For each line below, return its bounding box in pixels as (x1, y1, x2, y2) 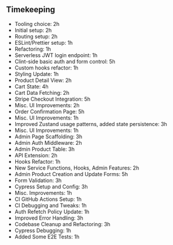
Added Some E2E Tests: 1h (14, 233, 80, 240)
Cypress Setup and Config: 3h (14, 183, 88, 190)
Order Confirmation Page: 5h (14, 108, 85, 115)
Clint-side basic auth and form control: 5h (14, 58, 116, 65)
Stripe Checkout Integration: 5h (14, 95, 91, 102)
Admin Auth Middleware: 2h (14, 139, 82, 146)
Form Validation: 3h (14, 177, 62, 184)
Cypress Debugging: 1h (14, 227, 72, 234)
